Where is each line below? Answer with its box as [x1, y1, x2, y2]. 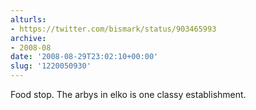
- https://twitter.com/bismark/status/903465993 [10, 24, 217, 34]
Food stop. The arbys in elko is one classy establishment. [10, 89, 247, 100]
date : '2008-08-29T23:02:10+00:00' [10, 52, 159, 62]
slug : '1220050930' [10, 61, 92, 71]
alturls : [10, 14, 47, 25]
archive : [10, 33, 47, 43]
